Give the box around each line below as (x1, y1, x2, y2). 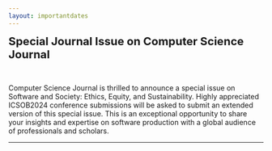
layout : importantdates (8, 11, 89, 20)
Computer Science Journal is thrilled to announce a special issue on (8, 82, 236, 93)
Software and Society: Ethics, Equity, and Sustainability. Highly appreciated (8, 91, 260, 101)
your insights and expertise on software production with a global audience (8, 117, 257, 127)
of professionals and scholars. (8, 126, 109, 136)
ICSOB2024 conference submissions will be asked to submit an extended (8, 100, 253, 110)
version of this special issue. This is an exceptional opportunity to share (8, 108, 248, 118)
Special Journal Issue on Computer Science (8, 34, 244, 48)
